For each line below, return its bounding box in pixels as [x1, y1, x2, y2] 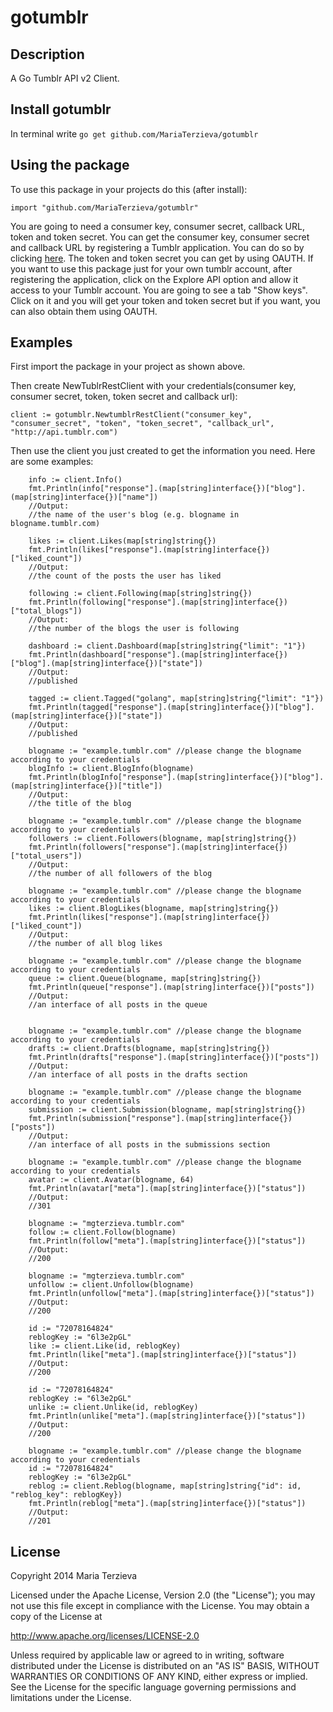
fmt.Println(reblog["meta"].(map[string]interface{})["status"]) [28, 1499, 307, 1509]
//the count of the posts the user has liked [28, 571, 222, 581]
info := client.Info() [28, 475, 123, 485]
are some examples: [10, 456, 94, 468]
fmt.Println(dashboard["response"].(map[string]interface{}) [28, 650, 288, 660]
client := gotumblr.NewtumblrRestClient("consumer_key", [10, 410, 253, 420]
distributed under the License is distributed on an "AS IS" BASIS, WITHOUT [10, 1660, 320, 1672]
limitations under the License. [10, 1692, 132, 1704]
